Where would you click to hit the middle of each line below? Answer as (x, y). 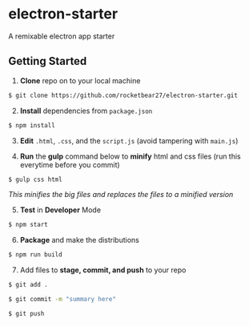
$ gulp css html (35, 179)
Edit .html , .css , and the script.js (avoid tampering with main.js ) (129, 140)
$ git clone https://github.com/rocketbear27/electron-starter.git (123, 95)
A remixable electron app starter (62, 36)
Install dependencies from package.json (86, 111)
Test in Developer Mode (60, 210)
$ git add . (28, 285)
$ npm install (32, 125)
